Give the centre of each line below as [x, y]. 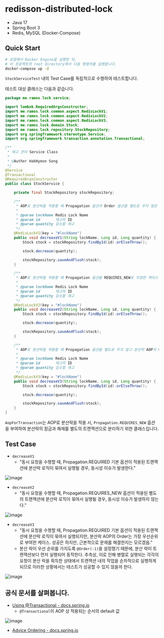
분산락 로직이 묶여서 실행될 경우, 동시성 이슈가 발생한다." [82, 468]
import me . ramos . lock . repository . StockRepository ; [58, 130]
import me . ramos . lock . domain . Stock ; [42, 125]
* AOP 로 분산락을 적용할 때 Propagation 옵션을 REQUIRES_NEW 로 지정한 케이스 [87, 278]
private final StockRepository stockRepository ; [64, 193]
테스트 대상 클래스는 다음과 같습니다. [40, 89]
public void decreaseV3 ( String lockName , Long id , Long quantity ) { [85, 381]
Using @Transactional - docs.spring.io [51, 605]
